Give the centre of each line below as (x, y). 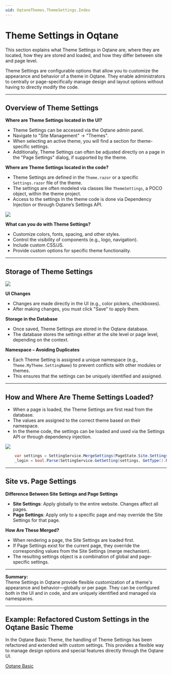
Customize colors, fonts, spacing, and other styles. (66, 234)
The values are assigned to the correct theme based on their (77, 420)
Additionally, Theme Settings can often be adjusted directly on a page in (89, 152)
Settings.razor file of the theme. (47, 183)
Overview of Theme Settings (52, 108)
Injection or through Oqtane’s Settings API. (57, 205)
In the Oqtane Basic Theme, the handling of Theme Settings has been (79, 640)
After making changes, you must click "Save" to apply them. (76, 309)
